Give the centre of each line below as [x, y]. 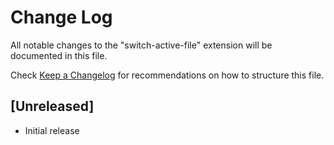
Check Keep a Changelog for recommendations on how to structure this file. [167, 75]
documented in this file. [59, 55]
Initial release [52, 130]
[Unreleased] [52, 106]
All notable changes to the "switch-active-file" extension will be [141, 45]
